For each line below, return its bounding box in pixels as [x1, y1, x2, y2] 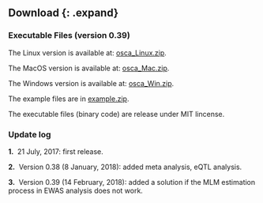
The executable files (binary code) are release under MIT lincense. [8, 109, 225, 118]
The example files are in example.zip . [8, 94, 130, 103]
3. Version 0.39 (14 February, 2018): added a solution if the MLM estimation [8, 177, 256, 186]
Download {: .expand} [8, 6, 119, 20]
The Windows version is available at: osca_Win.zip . [8, 78, 175, 88]
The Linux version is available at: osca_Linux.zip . [8, 47, 167, 58]
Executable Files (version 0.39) [8, 30, 130, 41]
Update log [8, 129, 51, 140]
